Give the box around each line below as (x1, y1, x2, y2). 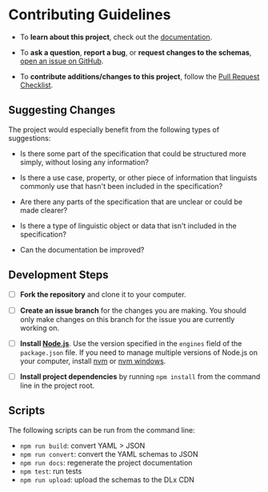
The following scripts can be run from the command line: (8, 425, 195, 434)
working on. (19, 323, 60, 333)
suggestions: (8, 133, 51, 143)
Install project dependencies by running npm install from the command (19, 371, 261, 381)
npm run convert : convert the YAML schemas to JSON (19, 449, 198, 458)
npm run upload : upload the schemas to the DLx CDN (19, 474, 194, 484)
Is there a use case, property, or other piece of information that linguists (19, 172, 258, 182)
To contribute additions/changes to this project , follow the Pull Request (19, 71, 260, 81)
